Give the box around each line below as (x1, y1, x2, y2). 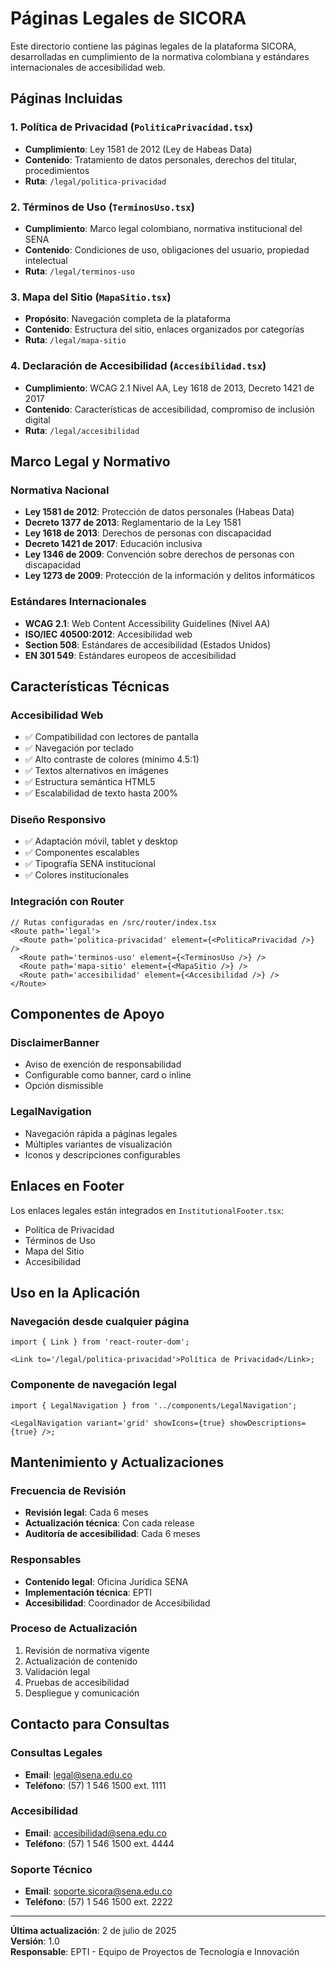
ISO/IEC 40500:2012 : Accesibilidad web (24, 628, 193, 640)
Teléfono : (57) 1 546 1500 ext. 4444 (24, 1837, 175, 1849)
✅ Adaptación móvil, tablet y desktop (24, 835, 178, 847)
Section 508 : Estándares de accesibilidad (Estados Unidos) (24, 638, 272, 651)
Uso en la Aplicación (10, 1284, 141, 1301)
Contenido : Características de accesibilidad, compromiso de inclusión (24, 403, 315, 415)
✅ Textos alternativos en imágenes (24, 765, 169, 777)
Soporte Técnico (10, 1862, 93, 1876)
